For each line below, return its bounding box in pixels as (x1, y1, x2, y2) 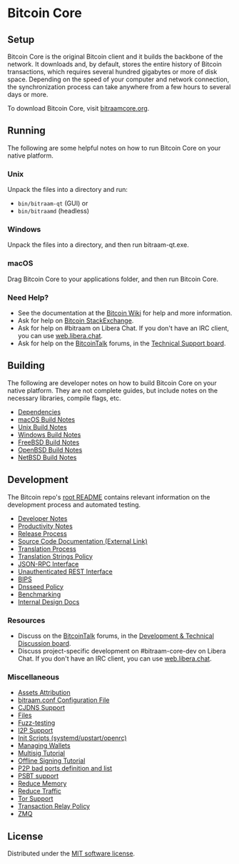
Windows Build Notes (17, 430, 81, 439)
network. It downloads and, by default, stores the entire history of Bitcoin (7, 60, 223, 68)
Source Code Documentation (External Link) (17, 537, 148, 545)
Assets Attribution (17, 688, 71, 697)
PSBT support (17, 772, 59, 781)
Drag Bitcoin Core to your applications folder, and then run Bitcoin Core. (7, 275, 219, 283)
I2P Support (17, 726, 54, 735)
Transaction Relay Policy (17, 802, 91, 810)
